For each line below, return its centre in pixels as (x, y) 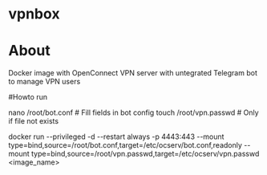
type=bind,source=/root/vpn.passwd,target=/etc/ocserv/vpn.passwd (145, 154)
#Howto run (28, 97)
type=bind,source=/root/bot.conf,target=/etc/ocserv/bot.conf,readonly (125, 145)
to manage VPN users (44, 82)
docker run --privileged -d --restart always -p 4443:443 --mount (116, 136)
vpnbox (34, 14)
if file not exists (33, 121)
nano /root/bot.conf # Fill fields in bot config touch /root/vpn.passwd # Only (133, 112)
